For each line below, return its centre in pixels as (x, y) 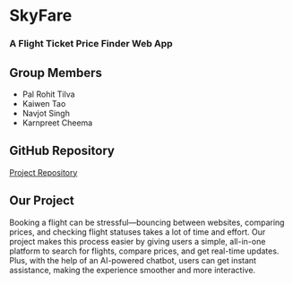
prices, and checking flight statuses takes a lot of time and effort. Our (138, 232)
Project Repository (43, 172)
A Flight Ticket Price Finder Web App (91, 44)
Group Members (56, 73)
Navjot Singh (46, 113)
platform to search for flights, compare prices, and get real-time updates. (144, 251)
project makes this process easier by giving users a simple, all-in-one (138, 241)
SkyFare (41, 16)
